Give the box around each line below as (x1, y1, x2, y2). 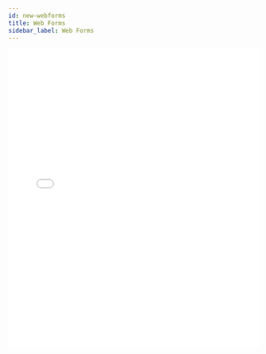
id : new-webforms (8, 11, 66, 20)
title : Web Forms (8, 19, 66, 27)
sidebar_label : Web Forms (8, 26, 94, 34)
